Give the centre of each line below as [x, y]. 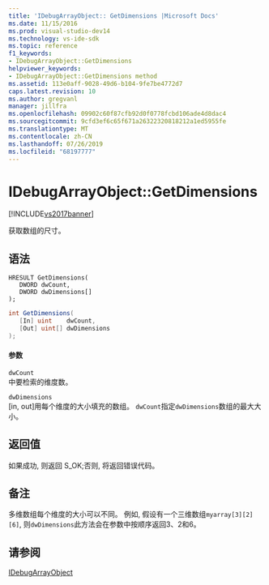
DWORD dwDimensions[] [56, 292]
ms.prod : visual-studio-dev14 [60, 31]
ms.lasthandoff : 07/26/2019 [56, 144]
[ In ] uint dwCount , [57, 321]
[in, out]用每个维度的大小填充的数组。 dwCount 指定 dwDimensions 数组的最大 [132, 406]
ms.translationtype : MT [49, 129]
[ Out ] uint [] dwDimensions [65, 328]
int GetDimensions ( [41, 314]
